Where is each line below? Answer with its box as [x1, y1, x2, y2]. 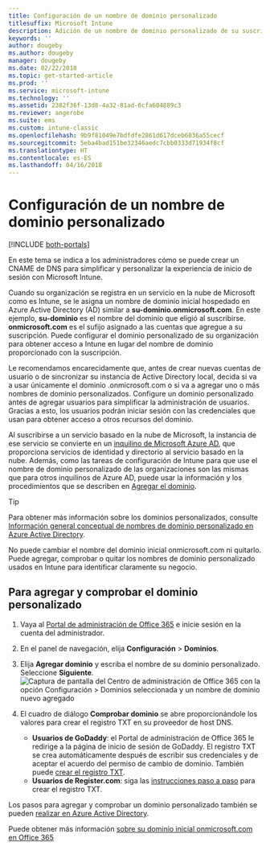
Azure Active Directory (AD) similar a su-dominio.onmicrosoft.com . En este [8, 305, 261, 314]
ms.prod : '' [8, 79, 48, 87]
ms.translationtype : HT [8, 146, 88, 154]
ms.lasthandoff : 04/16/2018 [8, 162, 103, 170]
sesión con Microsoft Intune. [8, 273, 103, 282]
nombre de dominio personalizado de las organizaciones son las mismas [8, 464, 249, 474]
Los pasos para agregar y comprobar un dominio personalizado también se [8, 799, 258, 809]
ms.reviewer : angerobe [8, 109, 84, 117]
